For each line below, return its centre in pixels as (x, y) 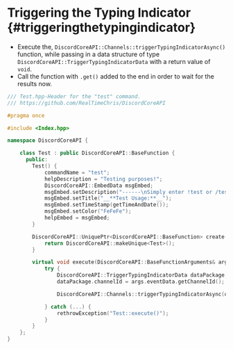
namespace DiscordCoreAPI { (48, 140)
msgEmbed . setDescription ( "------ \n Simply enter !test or (128, 192)
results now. (34, 83)
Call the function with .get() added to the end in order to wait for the (116, 76)
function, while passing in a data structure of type (88, 54)
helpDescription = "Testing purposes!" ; (103, 179)
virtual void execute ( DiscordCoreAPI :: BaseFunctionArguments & (124, 262)
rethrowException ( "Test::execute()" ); (113, 313)
